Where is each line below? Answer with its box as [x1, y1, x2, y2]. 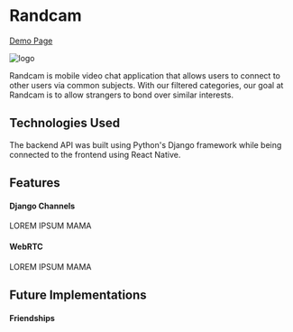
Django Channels [9, 200, 76, 211]
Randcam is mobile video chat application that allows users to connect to [9, 69, 281, 81]
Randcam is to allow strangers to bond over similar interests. [9, 89, 234, 100]
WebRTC [9, 241, 43, 252]
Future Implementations [9, 287, 147, 302]
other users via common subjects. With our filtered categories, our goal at [9, 79, 284, 90]
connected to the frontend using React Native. [9, 149, 181, 160]
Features [9, 175, 60, 190]
